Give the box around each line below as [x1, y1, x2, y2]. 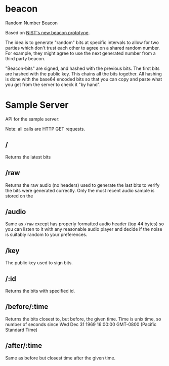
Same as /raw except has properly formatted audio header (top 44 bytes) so [5, 221, 164, 227]
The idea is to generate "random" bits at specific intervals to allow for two [5, 39, 159, 46]
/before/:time [5, 302, 49, 311]
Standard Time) [5, 327, 38, 333]
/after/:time [5, 341, 42, 350]
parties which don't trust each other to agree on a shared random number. [5, 45, 160, 51]
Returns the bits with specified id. [5, 288, 75, 294]
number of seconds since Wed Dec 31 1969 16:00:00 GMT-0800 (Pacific [5, 321, 157, 327]
